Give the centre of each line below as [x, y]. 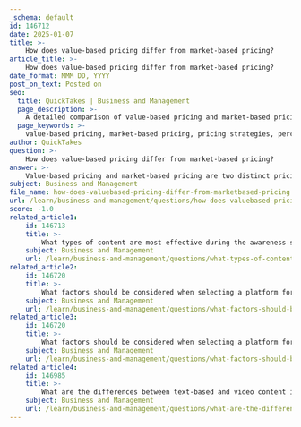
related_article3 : [43, 317]
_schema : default [42, 17]
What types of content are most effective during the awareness [164, 243]
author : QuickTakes [46, 142]
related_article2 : [43, 268]
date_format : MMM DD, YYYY [60, 76]
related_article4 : [43, 367]
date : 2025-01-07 [42, 34]
